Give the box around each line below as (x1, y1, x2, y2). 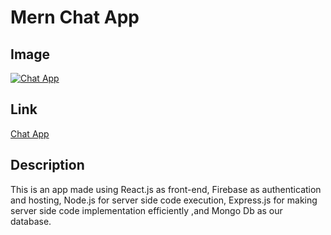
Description (10, 157, 85, 174)
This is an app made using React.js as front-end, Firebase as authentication (10, 183, 322, 195)
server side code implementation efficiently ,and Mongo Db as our (10, 204, 283, 216)
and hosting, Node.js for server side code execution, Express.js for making (10, 194, 318, 206)
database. (10, 215, 52, 227)
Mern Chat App (10, 6, 140, 29)
